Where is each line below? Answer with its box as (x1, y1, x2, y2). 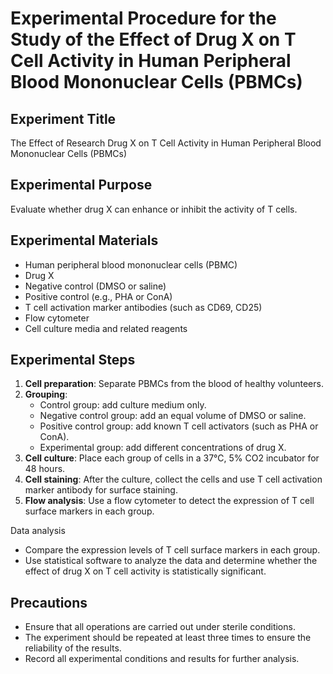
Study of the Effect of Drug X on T (10, 28, 297, 51)
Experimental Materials (10, 232, 159, 249)
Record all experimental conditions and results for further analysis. (24, 653, 300, 665)
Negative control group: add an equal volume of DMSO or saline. (39, 410, 307, 422)
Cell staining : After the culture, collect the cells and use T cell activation (24, 473, 323, 486)
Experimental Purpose (10, 177, 153, 194)
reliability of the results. (24, 642, 122, 654)
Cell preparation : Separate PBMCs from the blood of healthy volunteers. (24, 378, 324, 390)
